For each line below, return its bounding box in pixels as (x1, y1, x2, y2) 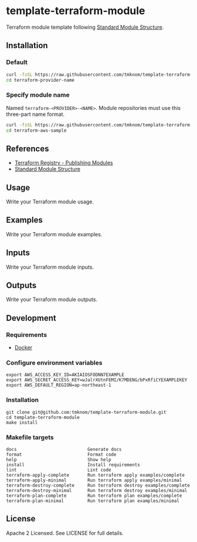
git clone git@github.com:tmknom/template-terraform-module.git (6, 409, 167, 415)
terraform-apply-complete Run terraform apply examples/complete (6, 472, 185, 479)
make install (6, 419, 38, 426)
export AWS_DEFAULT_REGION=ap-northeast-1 (6, 382, 111, 389)
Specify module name (6, 91, 70, 99)
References (6, 143, 49, 153)
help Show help (6, 457, 111, 463)
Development (6, 313, 57, 323)
